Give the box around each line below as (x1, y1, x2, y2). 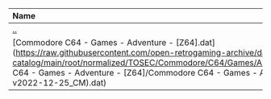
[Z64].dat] (176, 37, 216, 47)
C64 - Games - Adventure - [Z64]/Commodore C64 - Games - (12, 68, 258, 78)
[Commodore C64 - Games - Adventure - (12, 37, 174, 47)
